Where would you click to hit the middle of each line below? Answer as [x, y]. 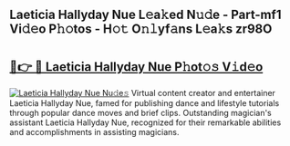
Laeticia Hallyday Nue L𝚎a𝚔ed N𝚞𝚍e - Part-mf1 [145, 15]
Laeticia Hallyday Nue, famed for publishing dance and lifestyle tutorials [145, 103]
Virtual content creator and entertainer [203, 93]
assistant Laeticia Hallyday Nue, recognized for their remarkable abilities [145, 122]
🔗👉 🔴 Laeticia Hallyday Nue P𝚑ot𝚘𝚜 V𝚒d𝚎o [136, 67]
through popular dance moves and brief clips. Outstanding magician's [140, 113]
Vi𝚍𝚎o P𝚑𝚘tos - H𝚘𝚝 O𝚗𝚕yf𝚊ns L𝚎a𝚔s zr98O [141, 29]
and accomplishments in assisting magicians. [94, 132]
